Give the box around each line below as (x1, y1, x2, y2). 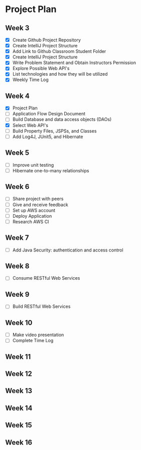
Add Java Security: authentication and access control (12, 247, 124, 253)
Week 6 (5, 182, 30, 191)
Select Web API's (12, 122, 49, 128)
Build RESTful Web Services (12, 303, 71, 309)
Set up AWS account (12, 207, 56, 213)
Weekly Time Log (12, 77, 49, 83)
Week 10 (5, 318, 33, 327)
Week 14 (5, 404, 33, 412)
